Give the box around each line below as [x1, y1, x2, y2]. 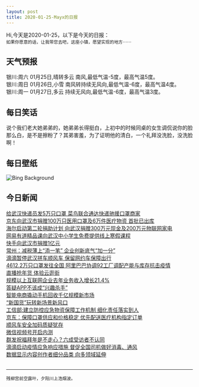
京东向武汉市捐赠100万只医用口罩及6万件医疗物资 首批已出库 [6, 217, 155, 224]
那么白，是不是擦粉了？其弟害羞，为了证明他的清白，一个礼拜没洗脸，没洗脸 [6, 132, 193, 139]
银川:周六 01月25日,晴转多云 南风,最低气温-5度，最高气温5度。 [6, 74, 159, 81]
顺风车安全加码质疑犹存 [6, 321, 63, 328]
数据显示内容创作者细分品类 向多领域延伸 [6, 351, 107, 358]
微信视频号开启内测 [6, 328, 53, 335]
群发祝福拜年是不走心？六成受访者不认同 [6, 336, 105, 343]
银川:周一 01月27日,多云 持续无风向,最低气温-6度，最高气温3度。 [6, 88, 164, 96]
